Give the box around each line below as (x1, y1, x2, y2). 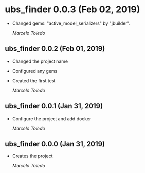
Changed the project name (12, 58, 68, 64)
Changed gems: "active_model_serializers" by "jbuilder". (12, 20, 130, 26)
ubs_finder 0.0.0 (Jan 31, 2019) (5, 140, 105, 148)
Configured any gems (12, 68, 58, 74)
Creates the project (12, 153, 53, 159)
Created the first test (12, 77, 56, 84)
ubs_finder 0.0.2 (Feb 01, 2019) (5, 44, 105, 53)
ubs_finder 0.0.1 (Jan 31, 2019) (5, 102, 103, 110)
